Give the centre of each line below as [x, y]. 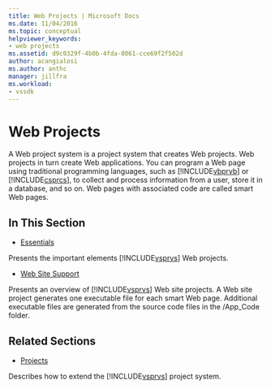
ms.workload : [30, 84]
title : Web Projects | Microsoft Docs [74, 16]
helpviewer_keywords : [45, 39]
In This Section [47, 223]
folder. [19, 316]
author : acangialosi [43, 62]
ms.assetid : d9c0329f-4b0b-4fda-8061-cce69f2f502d [96, 54]
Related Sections [52, 341]
